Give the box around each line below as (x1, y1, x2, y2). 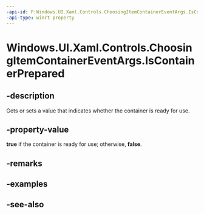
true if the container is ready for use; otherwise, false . (6, 140, 142, 148)
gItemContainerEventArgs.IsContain (6, 53, 195, 67)
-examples (6, 179, 48, 189)
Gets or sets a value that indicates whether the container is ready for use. (6, 107, 190, 114)
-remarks (6, 158, 42, 168)
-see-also (6, 199, 44, 210)
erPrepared (6, 66, 65, 80)
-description (6, 91, 55, 101)
